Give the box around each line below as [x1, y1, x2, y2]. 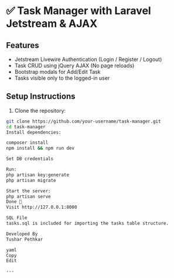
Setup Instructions [6, 91, 76, 101]
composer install [6, 140, 49, 146]
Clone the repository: [14, 107, 66, 114]
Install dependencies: [6, 129, 62, 135]
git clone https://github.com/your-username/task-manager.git [6, 118, 161, 124]
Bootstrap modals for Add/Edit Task [14, 69, 101, 75]
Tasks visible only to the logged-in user [14, 74, 110, 82]
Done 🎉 [6, 199, 22, 205]
